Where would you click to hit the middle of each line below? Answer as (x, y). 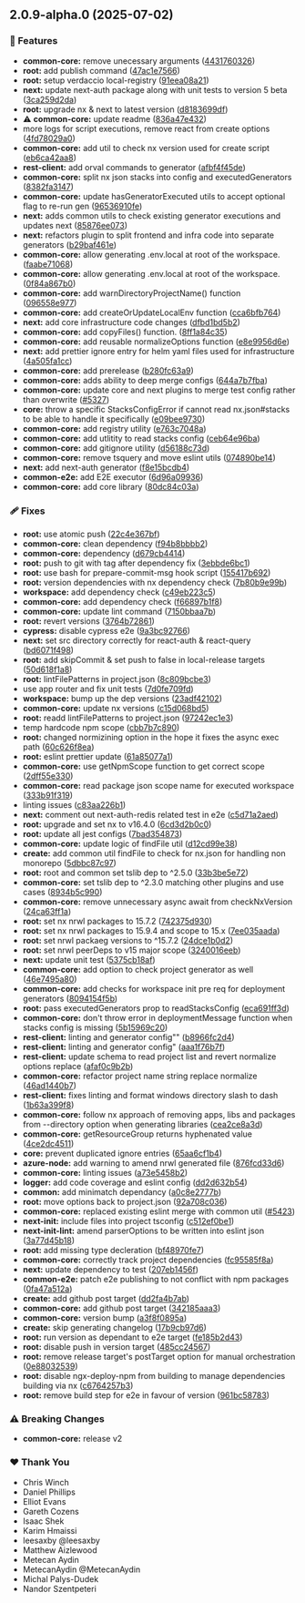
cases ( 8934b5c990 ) (62, 892)
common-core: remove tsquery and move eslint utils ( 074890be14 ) (149, 457)
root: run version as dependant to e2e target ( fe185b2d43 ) (132, 1337)
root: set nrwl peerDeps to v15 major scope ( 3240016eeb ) (132, 950)
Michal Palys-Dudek (61, 1578)
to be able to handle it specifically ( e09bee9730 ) (114, 419)
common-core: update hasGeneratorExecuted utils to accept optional (154, 196)
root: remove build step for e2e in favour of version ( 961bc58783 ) (146, 1395)
